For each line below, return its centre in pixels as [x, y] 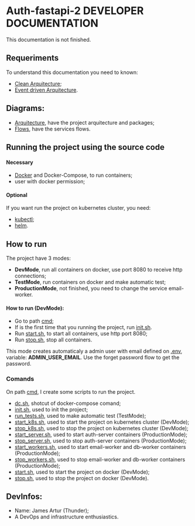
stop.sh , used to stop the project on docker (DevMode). [82, 478]
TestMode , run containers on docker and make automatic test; [90, 282]
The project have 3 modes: [39, 258]
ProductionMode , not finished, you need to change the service [91, 289]
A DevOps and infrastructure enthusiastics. [66, 517]
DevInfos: [24, 497]
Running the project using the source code [85, 147]
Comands [20, 379]
